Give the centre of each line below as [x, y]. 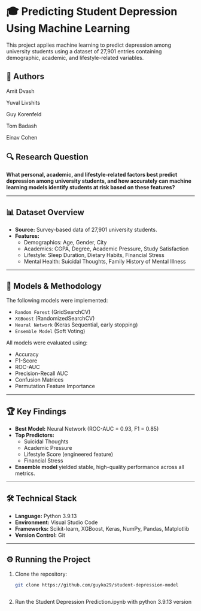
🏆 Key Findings [36, 411]
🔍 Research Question [47, 157]
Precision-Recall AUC [41, 373]
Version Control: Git [40, 535]
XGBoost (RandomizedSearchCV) [55, 319]
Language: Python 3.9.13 [46, 516]
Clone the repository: [41, 574]
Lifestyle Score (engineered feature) [68, 454]
